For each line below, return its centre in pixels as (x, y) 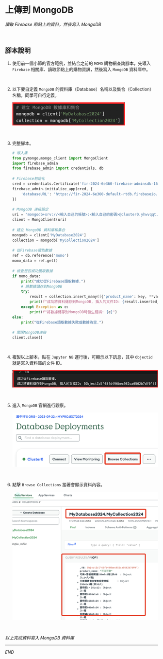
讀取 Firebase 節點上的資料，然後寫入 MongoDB (53, 24)
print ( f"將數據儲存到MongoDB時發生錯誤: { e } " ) (73, 312)
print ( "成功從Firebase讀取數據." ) (53, 281)
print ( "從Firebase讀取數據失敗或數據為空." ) (62, 322)
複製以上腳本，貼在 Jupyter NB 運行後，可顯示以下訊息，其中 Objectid (82, 357)
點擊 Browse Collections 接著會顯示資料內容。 (58, 485)
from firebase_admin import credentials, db (58, 168)
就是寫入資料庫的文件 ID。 (38, 363)
